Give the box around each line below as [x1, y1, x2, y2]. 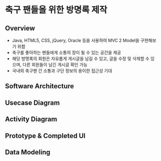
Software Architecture [5, 82, 74, 90]
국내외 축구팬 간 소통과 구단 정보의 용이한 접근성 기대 [12, 68, 112, 73]
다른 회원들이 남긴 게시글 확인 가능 [22, 62, 88, 67]
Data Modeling [5, 148, 51, 156]
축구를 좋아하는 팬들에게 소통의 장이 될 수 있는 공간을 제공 [12, 49, 122, 55]
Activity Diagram [5, 115, 57, 124]
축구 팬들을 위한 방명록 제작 [5, 4, 107, 16]
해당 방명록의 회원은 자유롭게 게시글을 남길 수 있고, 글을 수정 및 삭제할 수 [12, 56, 150, 61]
